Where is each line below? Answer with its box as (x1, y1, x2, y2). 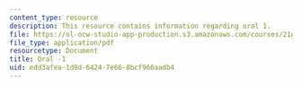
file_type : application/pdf (9, 38, 115, 47)
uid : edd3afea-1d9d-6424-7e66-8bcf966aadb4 (9, 64, 175, 73)
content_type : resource (9, 13, 99, 22)
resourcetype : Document (9, 47, 99, 56)
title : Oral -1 (9, 55, 67, 64)
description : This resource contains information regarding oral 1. (9, 21, 271, 30)
